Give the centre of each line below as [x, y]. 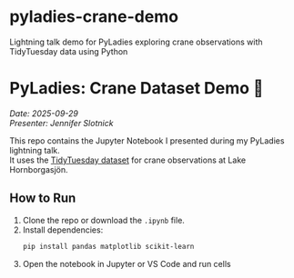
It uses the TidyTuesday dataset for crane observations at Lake [128, 160]
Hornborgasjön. [39, 169]
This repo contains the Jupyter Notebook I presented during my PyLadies [147, 140]
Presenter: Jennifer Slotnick [61, 123]
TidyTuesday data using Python [69, 51]
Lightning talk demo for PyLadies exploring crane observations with [136, 42]
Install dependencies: [63, 230]
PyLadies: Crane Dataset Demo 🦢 [137, 89]
